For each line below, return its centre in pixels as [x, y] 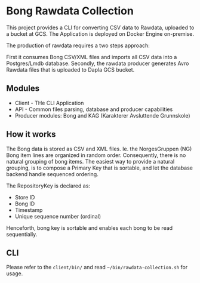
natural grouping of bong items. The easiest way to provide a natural [90, 161]
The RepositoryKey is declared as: [48, 186]
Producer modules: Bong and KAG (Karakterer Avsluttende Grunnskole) [102, 115]
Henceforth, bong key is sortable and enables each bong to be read [90, 227]
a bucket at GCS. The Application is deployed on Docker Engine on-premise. [100, 33]
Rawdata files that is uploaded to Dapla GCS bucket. [70, 69]
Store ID [25, 197]
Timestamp [29, 210]
